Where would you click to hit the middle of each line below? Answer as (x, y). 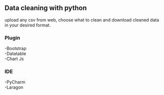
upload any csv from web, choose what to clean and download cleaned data (82, 20)
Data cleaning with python (46, 8)
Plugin (13, 38)
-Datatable (15, 54)
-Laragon (14, 87)
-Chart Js (14, 59)
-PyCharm (15, 82)
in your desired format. (28, 25)
